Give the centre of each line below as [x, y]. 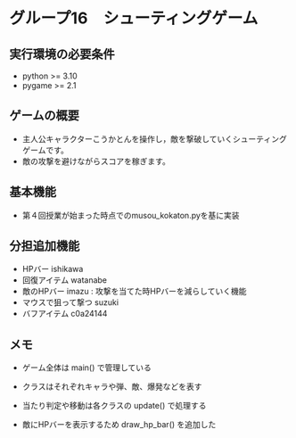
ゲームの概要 [45, 116]
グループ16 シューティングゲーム [134, 18]
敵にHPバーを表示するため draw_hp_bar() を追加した [119, 425]
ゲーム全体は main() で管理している [86, 368]
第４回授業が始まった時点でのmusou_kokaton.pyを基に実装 [131, 215]
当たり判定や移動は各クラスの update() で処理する [114, 406]
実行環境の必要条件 [62, 54]
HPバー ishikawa [53, 269]
